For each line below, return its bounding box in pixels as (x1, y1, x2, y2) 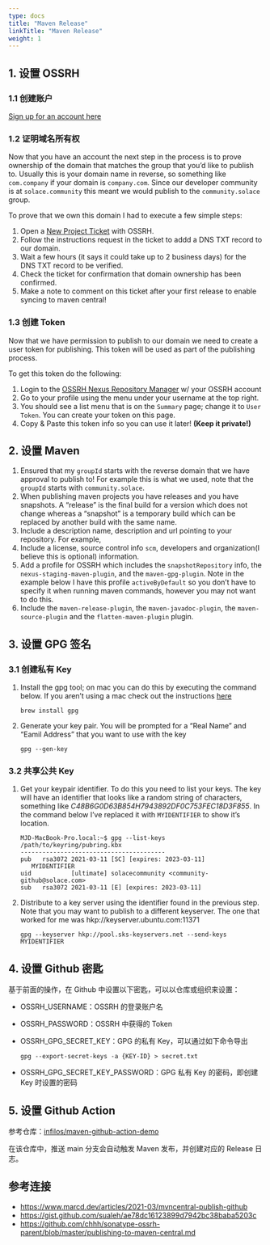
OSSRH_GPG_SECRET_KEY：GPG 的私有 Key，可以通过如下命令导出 (19, 1036, 248, 1046)
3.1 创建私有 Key (8, 664, 72, 675)
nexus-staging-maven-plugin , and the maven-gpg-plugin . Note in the (19, 569, 245, 579)
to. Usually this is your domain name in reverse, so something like (8, 169, 226, 179)
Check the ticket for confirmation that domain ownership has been (19, 269, 242, 279)
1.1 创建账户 (8, 92, 53, 103)
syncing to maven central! (19, 295, 107, 305)
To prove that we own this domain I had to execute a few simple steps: (8, 211, 243, 221)
